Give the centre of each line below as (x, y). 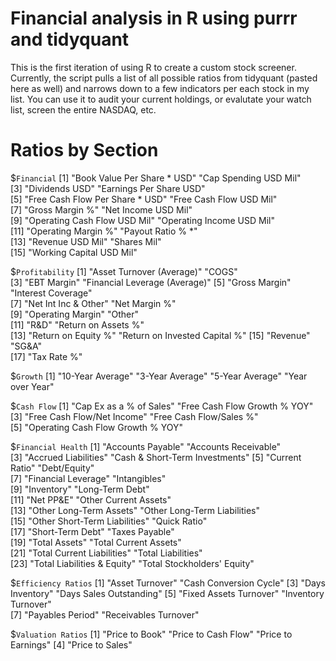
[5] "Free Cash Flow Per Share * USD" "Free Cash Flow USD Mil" (144, 199)
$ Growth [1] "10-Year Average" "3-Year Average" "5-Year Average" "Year (159, 376)
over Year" (32, 386)
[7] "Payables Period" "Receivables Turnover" (105, 614)
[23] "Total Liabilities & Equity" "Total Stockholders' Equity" (132, 563)
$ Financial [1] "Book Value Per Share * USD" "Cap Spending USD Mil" (156, 178)
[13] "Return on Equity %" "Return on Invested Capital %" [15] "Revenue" (160, 335)
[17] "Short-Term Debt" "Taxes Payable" (92, 531)
